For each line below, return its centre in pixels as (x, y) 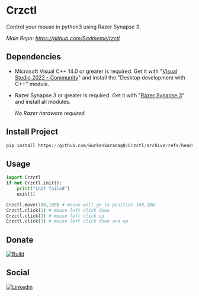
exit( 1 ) (26, 194)
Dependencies (33, 57)
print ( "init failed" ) (43, 189)
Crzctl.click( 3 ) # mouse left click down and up (67, 221)
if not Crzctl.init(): (34, 183)
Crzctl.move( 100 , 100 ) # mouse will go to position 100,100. (82, 205)
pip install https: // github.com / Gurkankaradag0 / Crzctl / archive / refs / (94, 145)
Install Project (32, 132)
